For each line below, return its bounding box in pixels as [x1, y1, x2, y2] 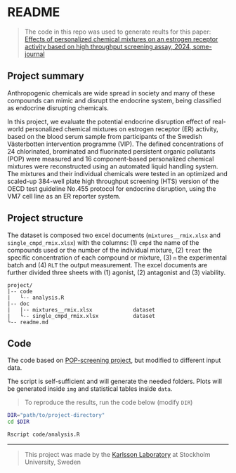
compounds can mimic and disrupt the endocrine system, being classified [7, 96, 221, 105]
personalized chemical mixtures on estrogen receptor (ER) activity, [25, 124, 219, 133]
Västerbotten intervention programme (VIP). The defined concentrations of [7, 140, 224, 148]
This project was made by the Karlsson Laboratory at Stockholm [24, 451, 211, 458]
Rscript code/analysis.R [7, 431, 80, 439]
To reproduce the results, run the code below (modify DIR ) [24, 398, 193, 407]
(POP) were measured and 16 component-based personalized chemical [7, 154, 214, 163]
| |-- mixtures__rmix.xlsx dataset [7, 306, 156, 313]
